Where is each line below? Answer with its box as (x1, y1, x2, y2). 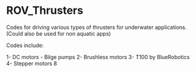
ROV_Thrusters (6, 4, 83, 17)
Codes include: (6, 42, 44, 49)
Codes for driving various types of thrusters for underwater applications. (6, 24, 187, 31)
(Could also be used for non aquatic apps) (6, 30, 112, 37)
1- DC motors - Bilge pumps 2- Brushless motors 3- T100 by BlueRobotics (6, 53, 190, 60)
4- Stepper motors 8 (6, 60, 57, 67)
